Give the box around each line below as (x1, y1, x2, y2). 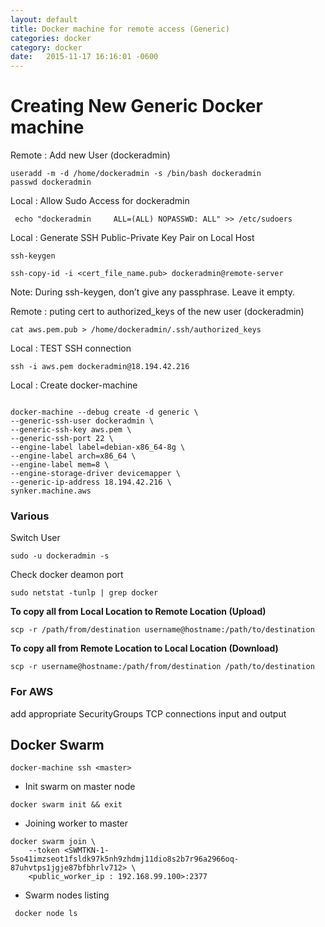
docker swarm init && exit (10, 800, 123, 810)
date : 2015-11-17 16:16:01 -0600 (10, 52, 159, 62)
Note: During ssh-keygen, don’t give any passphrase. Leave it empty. (10, 286, 296, 298)
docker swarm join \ (10, 837, 97, 847)
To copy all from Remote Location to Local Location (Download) (10, 642, 279, 655)
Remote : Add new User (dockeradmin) (10, 149, 171, 161)
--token (28, 846, 60, 856)
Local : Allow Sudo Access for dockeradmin (10, 195, 190, 207)
